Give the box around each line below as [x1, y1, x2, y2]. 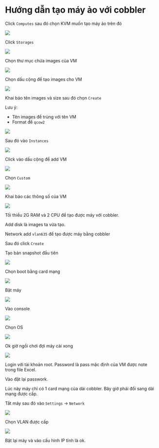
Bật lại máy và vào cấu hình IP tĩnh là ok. [5, 437, 86, 443]
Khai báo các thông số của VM [5, 193, 67, 199]
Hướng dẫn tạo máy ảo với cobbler [5, 4, 146, 16]
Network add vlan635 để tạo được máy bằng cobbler [5, 231, 110, 237]
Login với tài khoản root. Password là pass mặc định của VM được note [5, 361, 147, 367]
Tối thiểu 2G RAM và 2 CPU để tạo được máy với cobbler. [5, 212, 120, 218]
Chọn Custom [5, 175, 31, 181]
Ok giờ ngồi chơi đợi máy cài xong [5, 343, 73, 348]
